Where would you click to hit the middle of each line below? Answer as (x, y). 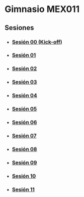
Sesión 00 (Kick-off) (37, 42)
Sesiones (19, 28)
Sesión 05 (24, 109)
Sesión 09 (24, 162)
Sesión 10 (24, 176)
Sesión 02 (24, 68)
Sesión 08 (24, 149)
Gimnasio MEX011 (42, 9)
